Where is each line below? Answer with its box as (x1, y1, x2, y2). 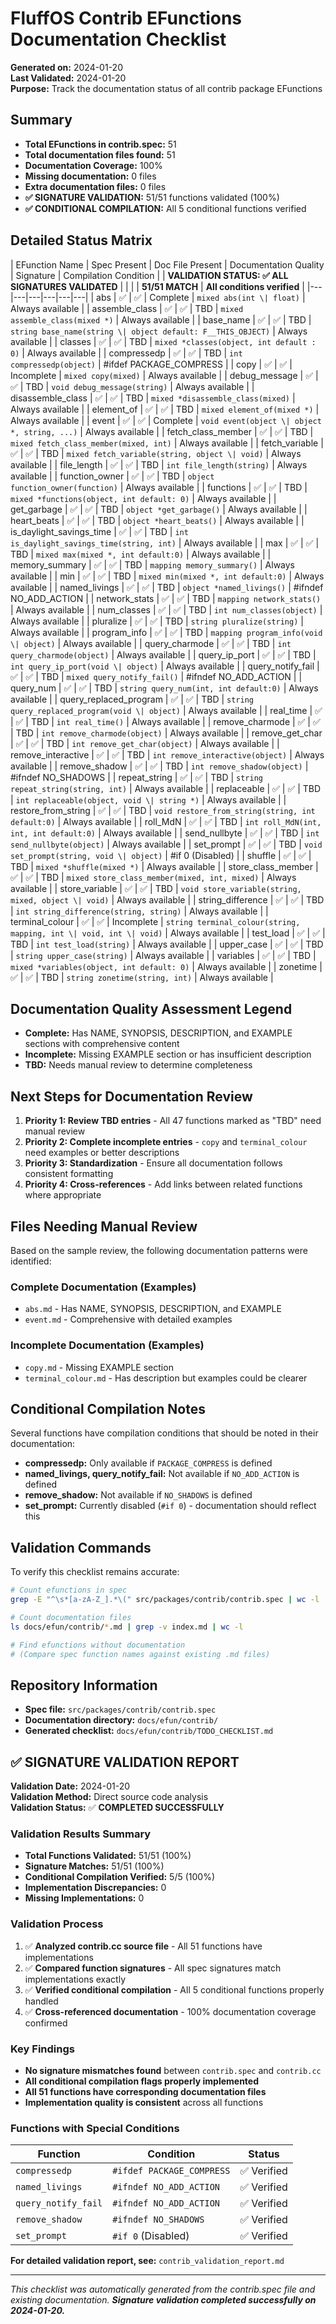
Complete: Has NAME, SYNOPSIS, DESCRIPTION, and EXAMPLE (24, 1027, 293, 1039)
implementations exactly (24, 1973, 127, 1985)
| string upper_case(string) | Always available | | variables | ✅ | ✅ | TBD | (10, 949, 317, 961)
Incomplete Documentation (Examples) (10, 1338, 205, 1352)
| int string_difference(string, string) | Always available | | (10, 905, 269, 917)
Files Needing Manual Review (10, 1218, 198, 1235)
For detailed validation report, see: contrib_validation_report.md (10, 2255, 285, 2267)
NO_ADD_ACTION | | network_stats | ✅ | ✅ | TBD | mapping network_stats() (10, 592, 322, 604)
